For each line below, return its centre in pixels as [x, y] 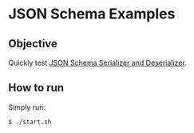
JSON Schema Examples [92, 14]
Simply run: [27, 107]
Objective [33, 44]
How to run [36, 88]
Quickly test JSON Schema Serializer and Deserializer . [98, 62]
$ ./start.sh [30, 122]
